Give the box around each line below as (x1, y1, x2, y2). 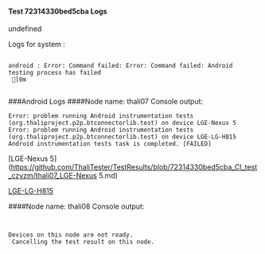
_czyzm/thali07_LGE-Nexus (8, 171, 97, 181)
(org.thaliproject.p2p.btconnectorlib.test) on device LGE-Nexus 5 (8, 119, 237, 127)
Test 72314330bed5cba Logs (8, 6, 107, 16)
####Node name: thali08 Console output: (8, 201, 145, 211)
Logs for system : (8, 40, 66, 49)
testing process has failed (8, 68, 102, 77)
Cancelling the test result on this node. (11, 238, 155, 246)
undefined (8, 24, 42, 33)
